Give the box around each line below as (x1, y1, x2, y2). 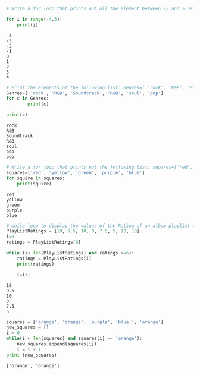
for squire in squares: (6, 175, 65, 181)
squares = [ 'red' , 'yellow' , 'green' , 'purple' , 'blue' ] (6, 169, 145, 175)
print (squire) (17, 181, 52, 187)
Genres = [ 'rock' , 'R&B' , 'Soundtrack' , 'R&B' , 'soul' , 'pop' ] (6, 90, 164, 96)
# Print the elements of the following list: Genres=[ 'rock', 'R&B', (6, 84, 185, 90)
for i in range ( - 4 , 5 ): (6, 16, 62, 22)
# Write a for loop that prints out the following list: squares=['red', (6, 164, 193, 170)
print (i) (17, 21, 39, 28)
